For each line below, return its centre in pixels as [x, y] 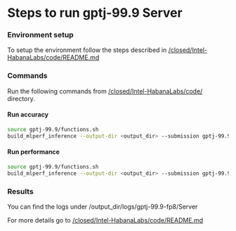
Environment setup [40, 35]
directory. [21, 98]
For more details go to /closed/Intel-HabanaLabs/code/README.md [105, 220]
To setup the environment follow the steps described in [87, 50]
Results [20, 191]
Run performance [33, 152]
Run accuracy [28, 114]
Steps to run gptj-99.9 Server [95, 13]
